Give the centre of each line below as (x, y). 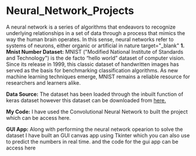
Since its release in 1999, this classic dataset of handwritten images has (93, 64)
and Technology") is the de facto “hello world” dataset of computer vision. (96, 58)
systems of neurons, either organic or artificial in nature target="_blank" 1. (95, 46)
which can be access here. (39, 117)
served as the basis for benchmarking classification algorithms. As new (92, 70)
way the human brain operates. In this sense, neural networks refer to (90, 39)
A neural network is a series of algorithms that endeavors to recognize (91, 27)
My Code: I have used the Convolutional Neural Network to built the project (97, 112)
